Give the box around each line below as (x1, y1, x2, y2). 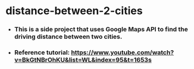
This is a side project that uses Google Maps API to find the (14, 25, 188, 34)
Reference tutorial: (14, 48, 70, 57)
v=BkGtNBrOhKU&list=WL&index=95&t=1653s (14, 56, 152, 64)
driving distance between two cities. (14, 32, 123, 41)
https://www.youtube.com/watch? (70, 48, 174, 57)
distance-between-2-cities (5, 4, 143, 18)
